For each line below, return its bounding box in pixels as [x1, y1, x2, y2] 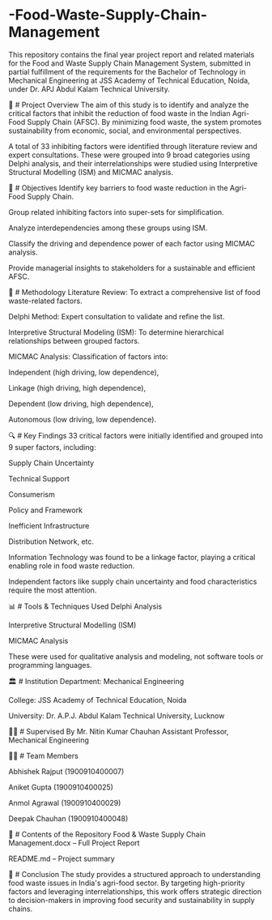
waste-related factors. [8, 296, 83, 306]
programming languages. [8, 660, 92, 670]
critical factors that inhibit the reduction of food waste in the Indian [8, 108, 231, 118]
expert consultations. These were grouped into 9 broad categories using [8, 150, 251, 160]
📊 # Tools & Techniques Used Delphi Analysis [8, 601, 163, 611]
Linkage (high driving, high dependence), [8, 383, 147, 392]
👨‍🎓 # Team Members [8, 751, 79, 760]
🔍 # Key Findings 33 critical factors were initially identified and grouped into [8, 430, 263, 440]
